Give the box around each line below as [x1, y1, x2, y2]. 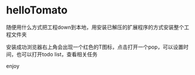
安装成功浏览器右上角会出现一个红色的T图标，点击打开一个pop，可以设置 [6, 43, 184, 50]
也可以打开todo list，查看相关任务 [16, 50, 98, 57]
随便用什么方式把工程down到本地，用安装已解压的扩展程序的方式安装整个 [6, 23, 184, 30]
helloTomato [6, 4, 68, 17]
